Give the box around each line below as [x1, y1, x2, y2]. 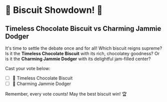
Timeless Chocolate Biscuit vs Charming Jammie [5, 24, 161, 33]
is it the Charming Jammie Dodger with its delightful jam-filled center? [5, 56, 151, 62]
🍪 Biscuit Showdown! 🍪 [5, 4, 103, 16]
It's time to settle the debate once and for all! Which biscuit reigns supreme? [5, 45, 162, 51]
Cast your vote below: [5, 66, 50, 71]
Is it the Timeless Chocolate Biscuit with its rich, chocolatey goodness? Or [5, 51, 160, 56]
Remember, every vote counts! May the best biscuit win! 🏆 [5, 91, 127, 97]
